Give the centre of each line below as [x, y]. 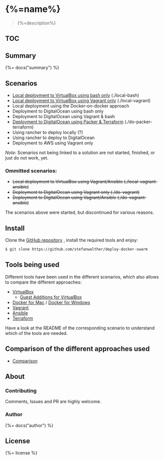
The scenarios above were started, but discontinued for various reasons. [80, 212]
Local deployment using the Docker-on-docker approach [71, 106]
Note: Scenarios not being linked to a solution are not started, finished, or [80, 153]
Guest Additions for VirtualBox [51, 297]
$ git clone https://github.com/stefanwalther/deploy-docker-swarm [77, 249]
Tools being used [32, 265]
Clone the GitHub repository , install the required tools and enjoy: [72, 240]
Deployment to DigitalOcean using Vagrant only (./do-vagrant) [76, 192]
